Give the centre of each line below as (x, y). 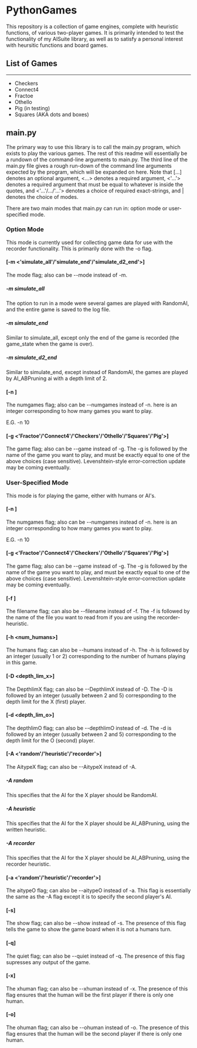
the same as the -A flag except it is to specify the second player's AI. (89, 897)
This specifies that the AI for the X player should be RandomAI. (82, 795)
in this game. (22, 663)
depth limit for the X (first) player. (46, 701)
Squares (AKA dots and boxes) (52, 114)
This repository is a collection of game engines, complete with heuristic (92, 26)
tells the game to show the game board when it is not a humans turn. (89, 930)
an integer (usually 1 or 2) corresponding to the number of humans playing (96, 656)
